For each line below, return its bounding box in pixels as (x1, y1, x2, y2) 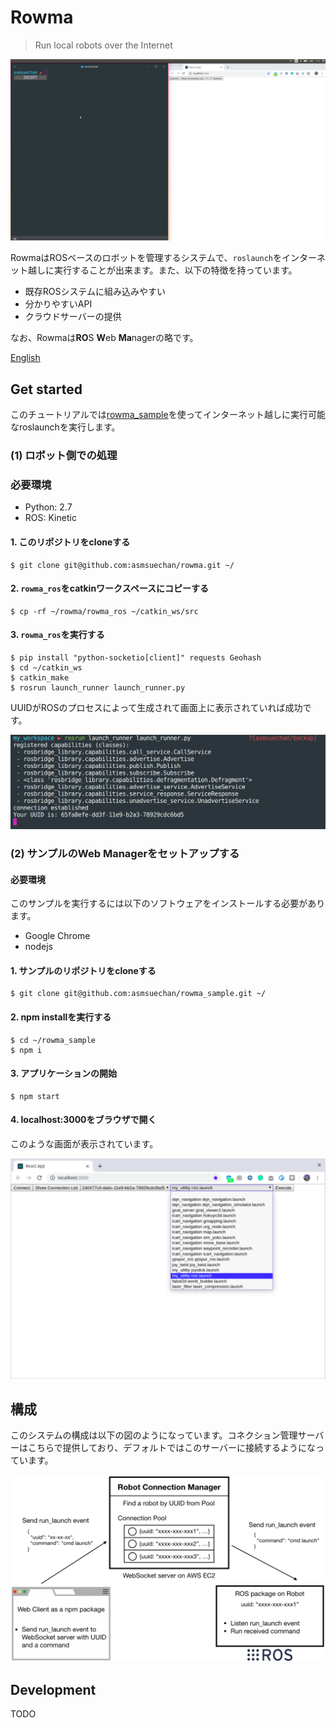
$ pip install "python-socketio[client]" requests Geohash (10, 652, 262, 663)
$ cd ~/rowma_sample (10, 1035, 97, 1045)
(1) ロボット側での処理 (10, 449, 118, 463)
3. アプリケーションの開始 (10, 1067, 118, 1080)
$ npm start (10, 1091, 60, 1101)
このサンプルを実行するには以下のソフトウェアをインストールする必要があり (10, 897, 326, 910)
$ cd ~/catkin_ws (10, 662, 83, 673)
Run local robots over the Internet (34, 39, 173, 51)
